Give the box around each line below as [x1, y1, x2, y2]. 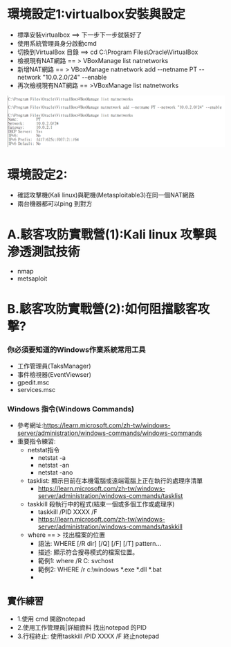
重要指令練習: [17, 437, 56, 445]
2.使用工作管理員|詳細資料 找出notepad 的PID [17, 623, 147, 632]
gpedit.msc [17, 378, 50, 387]
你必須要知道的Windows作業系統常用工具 [7, 344, 147, 354]
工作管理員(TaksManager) [17, 362, 91, 370]
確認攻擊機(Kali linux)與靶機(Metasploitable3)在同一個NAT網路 [17, 191, 195, 200]
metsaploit [17, 274, 48, 283]
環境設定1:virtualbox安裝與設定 [7, 6, 185, 22]
